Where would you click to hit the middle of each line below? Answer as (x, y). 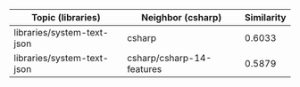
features (144, 69)
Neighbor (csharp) (182, 17)
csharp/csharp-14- (169, 58)
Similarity (265, 17)
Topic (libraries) (66, 17)
